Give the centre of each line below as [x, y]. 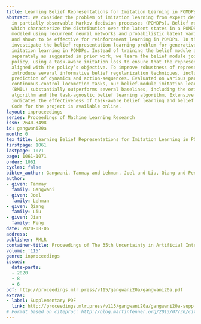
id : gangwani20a [26, 129]
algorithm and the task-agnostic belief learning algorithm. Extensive [103, 95]
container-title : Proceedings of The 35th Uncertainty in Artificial [95, 245]
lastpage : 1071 [25, 151]
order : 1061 [21, 162]
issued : [16, 262]
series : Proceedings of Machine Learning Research [71, 117]
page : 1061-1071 [26, 156]
